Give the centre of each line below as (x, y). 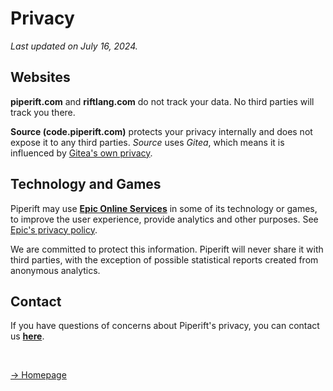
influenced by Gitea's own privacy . (81, 153)
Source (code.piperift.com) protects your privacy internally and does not (161, 131)
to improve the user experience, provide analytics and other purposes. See (164, 219)
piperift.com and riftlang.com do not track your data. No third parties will (162, 101)
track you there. (43, 112)
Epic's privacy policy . (54, 229)
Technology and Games (86, 184)
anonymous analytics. (55, 270)
